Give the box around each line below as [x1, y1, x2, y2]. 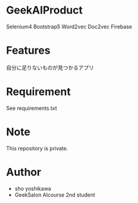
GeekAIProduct [6, 4, 83, 17]
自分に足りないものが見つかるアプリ [6, 64, 94, 71]
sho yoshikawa [14, 185, 51, 192]
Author [6, 165, 41, 179]
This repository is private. [6, 145, 68, 152]
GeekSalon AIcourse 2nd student [14, 191, 96, 198]
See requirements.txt [6, 104, 57, 112]
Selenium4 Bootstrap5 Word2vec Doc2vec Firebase [6, 23, 133, 30]
